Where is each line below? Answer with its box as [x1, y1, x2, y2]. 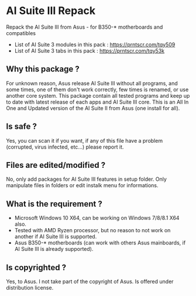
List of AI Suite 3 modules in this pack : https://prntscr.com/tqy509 [14, 41, 176, 48]
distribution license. [6, 284, 54, 291]
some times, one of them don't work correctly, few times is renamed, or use [6, 86, 189, 93]
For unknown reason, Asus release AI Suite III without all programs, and [6, 80, 178, 87]
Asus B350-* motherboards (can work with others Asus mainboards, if [14, 239, 186, 246]
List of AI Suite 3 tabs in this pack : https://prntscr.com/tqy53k [14, 47, 165, 54]
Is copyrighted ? [6, 262, 67, 273]
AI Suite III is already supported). [14, 246, 94, 253]
